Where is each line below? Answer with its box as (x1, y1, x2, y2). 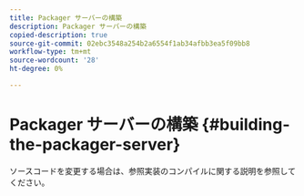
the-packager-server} (9, 134, 181, 155)
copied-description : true (9, 30, 107, 39)
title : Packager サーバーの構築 (9, 13, 123, 23)
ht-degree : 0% (9, 65, 64, 74)
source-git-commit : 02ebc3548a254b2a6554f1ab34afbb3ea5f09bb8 (9, 38, 250, 48)
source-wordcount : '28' (9, 56, 100, 65)
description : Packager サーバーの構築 (9, 22, 147, 31)
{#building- (201, 115, 290, 135)
